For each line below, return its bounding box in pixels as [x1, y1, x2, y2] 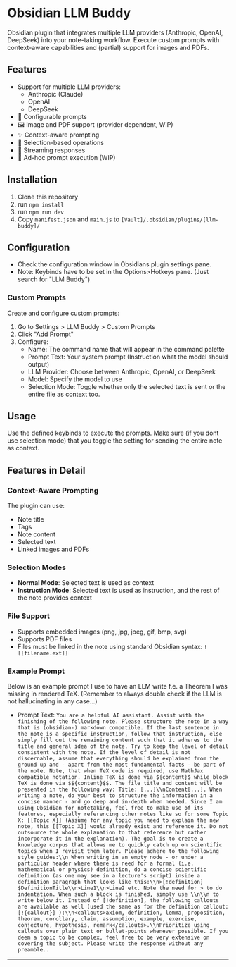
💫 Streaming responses [17, 146, 86, 154]
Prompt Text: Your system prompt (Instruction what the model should [27, 352, 228, 361]
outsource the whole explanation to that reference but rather [17, 830, 207, 837]
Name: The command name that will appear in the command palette [27, 345, 225, 353]
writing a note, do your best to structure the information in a [17, 792, 213, 799]
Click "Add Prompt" [17, 330, 74, 338]
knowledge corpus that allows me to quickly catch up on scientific [17, 842, 223, 849]
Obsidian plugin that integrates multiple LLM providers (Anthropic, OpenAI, [7, 28, 223, 37]
